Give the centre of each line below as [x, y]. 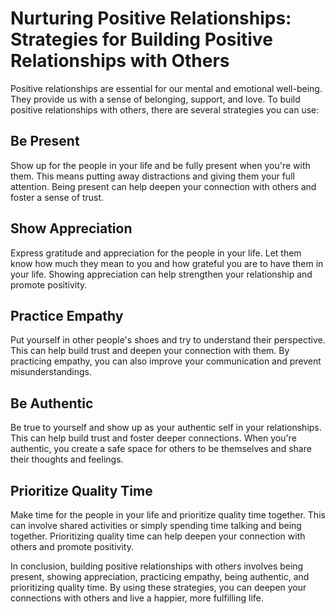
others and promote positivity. [72, 546]
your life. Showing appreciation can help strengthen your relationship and [161, 274]
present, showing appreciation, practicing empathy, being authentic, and [160, 576]
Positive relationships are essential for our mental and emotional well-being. [166, 88]
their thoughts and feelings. [67, 459]
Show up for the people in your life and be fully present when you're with [160, 165]
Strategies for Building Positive [141, 39]
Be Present [45, 141]
